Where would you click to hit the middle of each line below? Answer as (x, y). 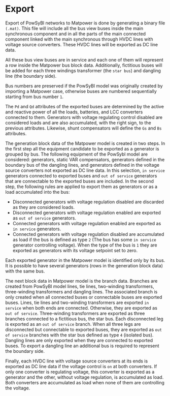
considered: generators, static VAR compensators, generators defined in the (85, 159)
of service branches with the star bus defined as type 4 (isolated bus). (79, 335)
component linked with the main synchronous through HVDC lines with (79, 39)
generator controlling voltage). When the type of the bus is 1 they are (85, 245)
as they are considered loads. (44, 207)
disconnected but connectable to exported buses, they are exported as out (84, 329)
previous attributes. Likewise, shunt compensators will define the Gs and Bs (83, 128)
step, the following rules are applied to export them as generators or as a (81, 187)
